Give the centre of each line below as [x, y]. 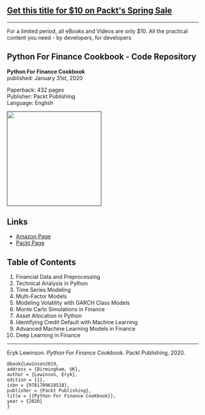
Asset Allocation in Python [49, 316]
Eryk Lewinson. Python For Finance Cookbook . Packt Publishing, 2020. [96, 353]
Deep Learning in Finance [48, 335]
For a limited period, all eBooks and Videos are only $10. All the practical [97, 31]
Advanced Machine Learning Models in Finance [75, 329]
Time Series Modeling [43, 290]
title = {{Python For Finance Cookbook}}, [61, 396]
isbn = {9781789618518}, [38, 385]
